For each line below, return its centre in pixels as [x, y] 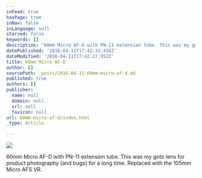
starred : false [25, 34]
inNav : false [23, 23]
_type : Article [25, 123]
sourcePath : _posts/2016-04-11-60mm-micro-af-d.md [71, 73]
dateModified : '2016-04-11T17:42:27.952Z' [60, 56]
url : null [24, 106]
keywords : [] [23, 40]
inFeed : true [23, 12]
